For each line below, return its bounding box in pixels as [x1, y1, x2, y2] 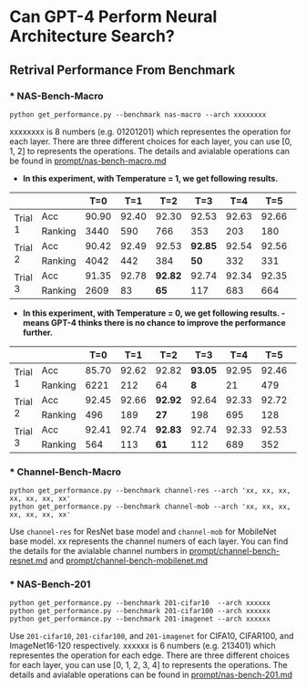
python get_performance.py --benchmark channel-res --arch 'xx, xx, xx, [9, 486, 291, 496]
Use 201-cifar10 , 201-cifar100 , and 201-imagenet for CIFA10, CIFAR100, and [9, 631, 294, 642]
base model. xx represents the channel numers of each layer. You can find [9, 536, 289, 547]
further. [22, 327, 53, 338]
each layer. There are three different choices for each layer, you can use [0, [9, 135, 293, 147]
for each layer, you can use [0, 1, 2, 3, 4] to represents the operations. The [9, 660, 289, 671]
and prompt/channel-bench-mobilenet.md [49, 555, 208, 567]
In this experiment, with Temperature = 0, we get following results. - [22, 308, 285, 318]
